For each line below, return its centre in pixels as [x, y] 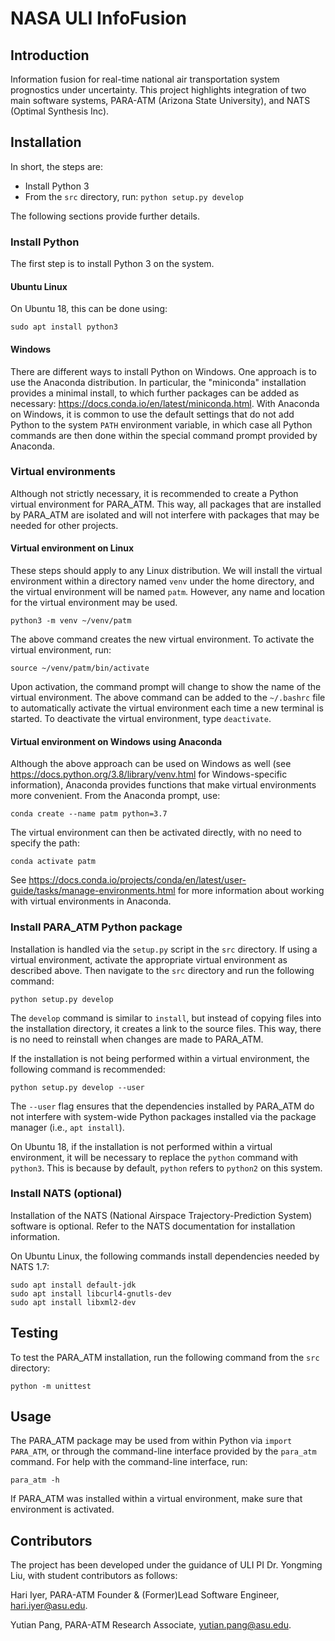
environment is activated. [62, 1509]
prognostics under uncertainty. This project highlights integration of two [158, 90]
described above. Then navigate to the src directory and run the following [162, 970]
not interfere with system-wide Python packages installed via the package [163, 1116]
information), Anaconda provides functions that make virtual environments [163, 785]
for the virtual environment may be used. [94, 603]
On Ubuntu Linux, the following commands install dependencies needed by [165, 1256]
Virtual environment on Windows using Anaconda [116, 741]
